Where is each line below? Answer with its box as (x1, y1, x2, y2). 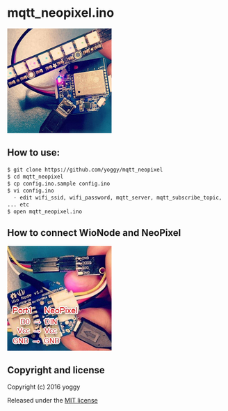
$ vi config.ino (7, 187, 54, 194)
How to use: (7, 147, 60, 158)
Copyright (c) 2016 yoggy (7, 382, 81, 391)
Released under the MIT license (7, 396, 99, 405)
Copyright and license (7, 364, 106, 376)
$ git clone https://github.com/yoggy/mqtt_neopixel (7, 166, 163, 173)
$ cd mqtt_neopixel (7, 173, 64, 180)
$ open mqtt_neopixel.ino (7, 208, 82, 215)
